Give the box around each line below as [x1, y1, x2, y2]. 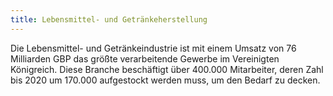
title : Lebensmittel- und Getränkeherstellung [10, 14, 208, 25]
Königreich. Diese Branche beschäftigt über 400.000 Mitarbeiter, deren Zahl [10, 63, 324, 75]
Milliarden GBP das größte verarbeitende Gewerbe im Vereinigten [10, 52, 280, 65]
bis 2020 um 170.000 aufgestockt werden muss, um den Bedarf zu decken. [10, 74, 321, 86]
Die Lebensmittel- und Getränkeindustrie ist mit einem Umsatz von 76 [10, 42, 297, 54]
